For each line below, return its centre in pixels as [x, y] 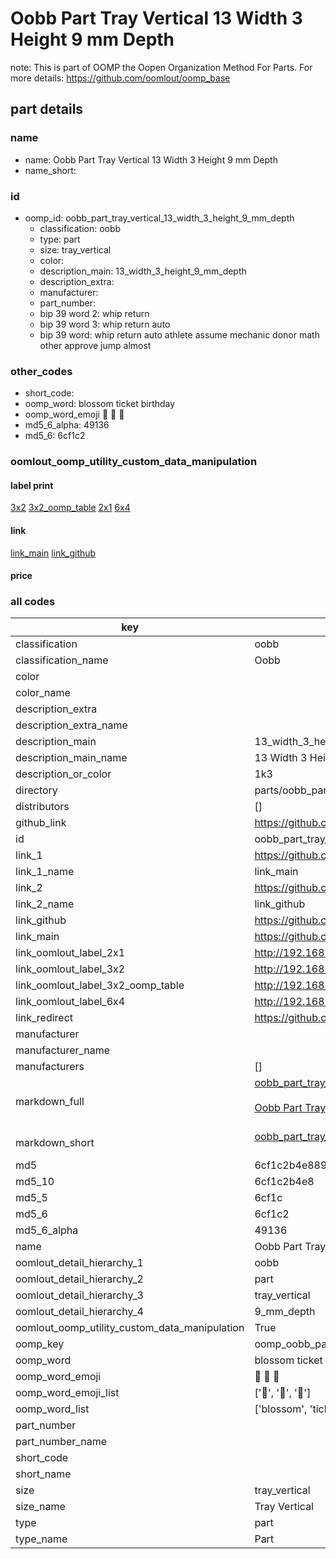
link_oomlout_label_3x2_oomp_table [100, 985]
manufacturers [50, 1067]
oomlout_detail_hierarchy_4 [79, 1312]
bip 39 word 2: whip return [94, 313]
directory [36, 790]
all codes [33, 602]
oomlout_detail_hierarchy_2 [79, 1279]
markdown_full [50, 1102]
